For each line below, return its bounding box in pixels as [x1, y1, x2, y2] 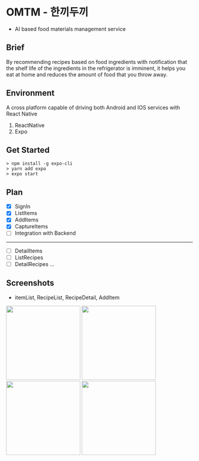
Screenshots [6, 278, 54, 288]
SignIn [14, 203, 31, 210]
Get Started [6, 145, 50, 155]
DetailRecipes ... [14, 260, 54, 267]
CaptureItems [14, 223, 49, 230]
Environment [6, 88, 55, 98]
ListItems [14, 210, 37, 217]
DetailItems [14, 247, 43, 254]
